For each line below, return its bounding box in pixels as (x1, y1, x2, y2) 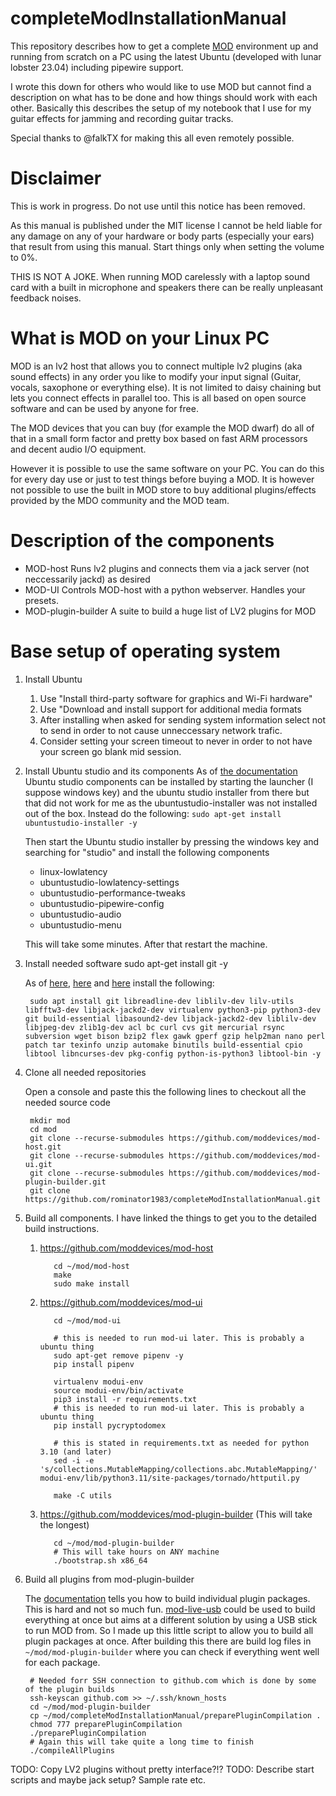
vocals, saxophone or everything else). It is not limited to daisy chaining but (10, 381, 322, 393)
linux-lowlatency (39, 865, 108, 877)
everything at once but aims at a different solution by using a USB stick (24, 1613, 318, 1626)
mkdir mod (29, 1115, 71, 1126)
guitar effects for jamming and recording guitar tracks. (10, 112, 234, 124)
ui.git (24, 1159, 53, 1169)
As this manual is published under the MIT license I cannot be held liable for (10, 219, 323, 231)
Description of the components (10, 530, 275, 552)
